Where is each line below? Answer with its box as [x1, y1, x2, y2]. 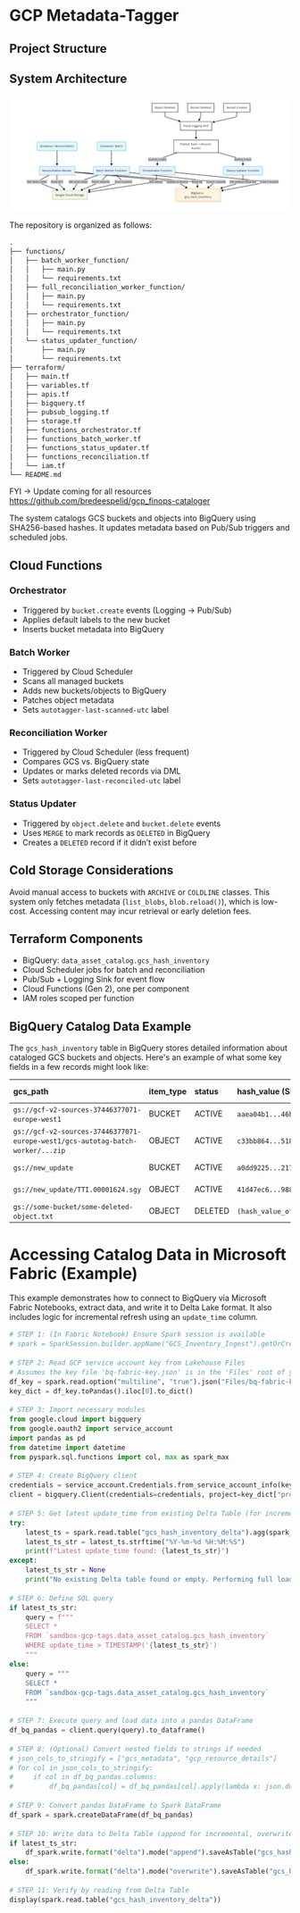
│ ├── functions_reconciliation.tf [9, 453, 150, 462]
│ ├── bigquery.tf [9, 399, 87, 408]
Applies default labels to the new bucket [21, 614, 171, 625]
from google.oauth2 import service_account [9, 1424, 174, 1433]
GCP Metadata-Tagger [9, 5, 179, 26]
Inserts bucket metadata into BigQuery [21, 623, 165, 634]
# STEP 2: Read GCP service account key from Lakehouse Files [9, 1358, 246, 1367]
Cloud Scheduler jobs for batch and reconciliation [21, 965, 205, 975]
